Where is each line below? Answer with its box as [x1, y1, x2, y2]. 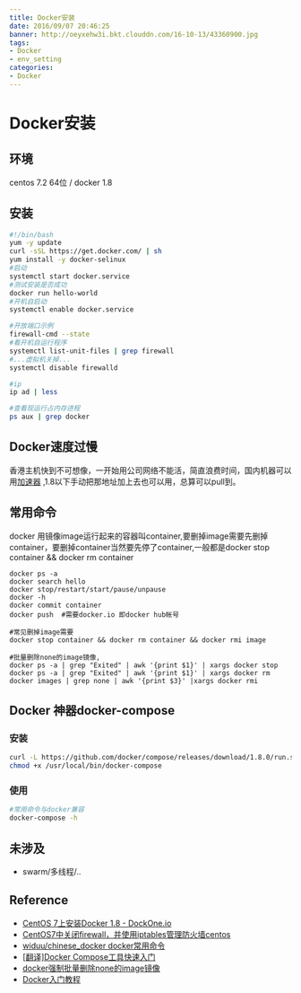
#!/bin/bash [9, 230, 54, 239]
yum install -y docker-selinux [9, 255, 126, 265]
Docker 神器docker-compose [9, 703, 176, 718]
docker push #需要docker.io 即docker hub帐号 [9, 610, 179, 620]
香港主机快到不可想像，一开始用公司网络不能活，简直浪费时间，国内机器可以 [9, 464, 292, 476]
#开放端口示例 [9, 321, 54, 330]
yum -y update [9, 239, 63, 248]
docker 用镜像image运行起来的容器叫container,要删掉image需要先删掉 [9, 531, 269, 541]
